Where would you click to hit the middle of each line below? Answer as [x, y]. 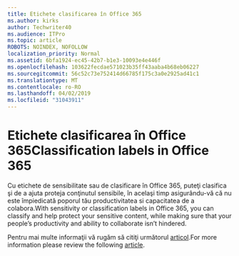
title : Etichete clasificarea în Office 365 [75, 14]
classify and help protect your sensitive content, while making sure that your [119, 215]
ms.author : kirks [33, 21]
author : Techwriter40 [40, 27]
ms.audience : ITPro [36, 34]
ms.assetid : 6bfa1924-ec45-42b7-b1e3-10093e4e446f [84, 61]
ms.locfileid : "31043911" [46, 101]
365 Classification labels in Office [108, 151]
